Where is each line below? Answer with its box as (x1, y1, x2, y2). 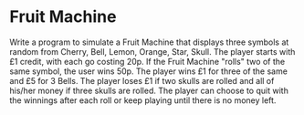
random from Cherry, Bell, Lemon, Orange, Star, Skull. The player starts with (9, 46, 296, 57)
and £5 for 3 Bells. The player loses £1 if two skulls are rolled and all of (9, 75, 275, 86)
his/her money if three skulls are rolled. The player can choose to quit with (9, 85, 289, 96)
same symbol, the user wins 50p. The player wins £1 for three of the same (9, 66, 288, 77)
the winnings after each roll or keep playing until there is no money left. (9, 94, 277, 106)
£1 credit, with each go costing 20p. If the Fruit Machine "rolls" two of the (9, 56, 286, 67)
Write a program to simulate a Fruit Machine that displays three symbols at (9, 37, 289, 47)
